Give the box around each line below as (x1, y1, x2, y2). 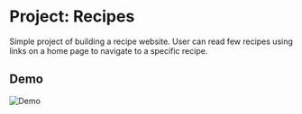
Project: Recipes (9, 6, 135, 27)
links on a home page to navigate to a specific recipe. (9, 45, 208, 56)
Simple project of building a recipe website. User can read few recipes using (9, 36, 293, 47)
